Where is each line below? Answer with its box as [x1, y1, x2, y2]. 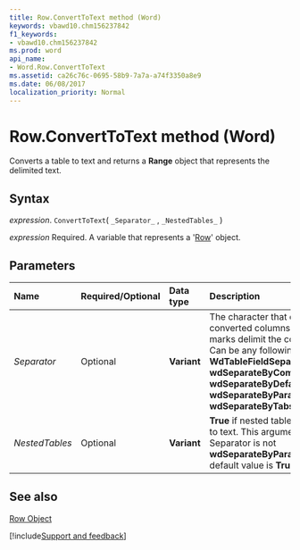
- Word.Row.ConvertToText [9, 63, 105, 72]
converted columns [209, 322, 291, 335]
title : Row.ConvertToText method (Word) [9, 12, 162, 22]
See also [9, 489, 58, 504]
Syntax [9, 191, 50, 206]
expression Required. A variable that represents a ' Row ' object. [9, 232, 241, 243]
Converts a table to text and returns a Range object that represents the [9, 155, 271, 166]
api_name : [9, 54, 46, 63]
